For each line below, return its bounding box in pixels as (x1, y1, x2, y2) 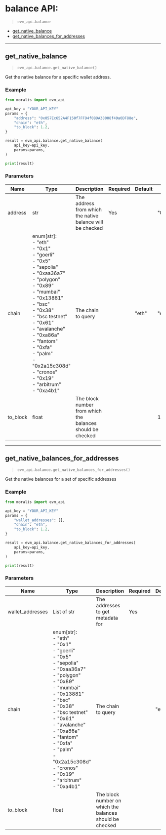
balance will (75, 218, 103, 225)
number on (96, 797, 122, 804)
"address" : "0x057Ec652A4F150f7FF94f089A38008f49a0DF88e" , (14, 116, 138, 121)
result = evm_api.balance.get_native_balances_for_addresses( (5, 541, 136, 545)
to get (96, 608, 110, 615)
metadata (96, 614, 118, 621)
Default (135, 185, 153, 192)
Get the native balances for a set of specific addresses (5, 476, 117, 482)
